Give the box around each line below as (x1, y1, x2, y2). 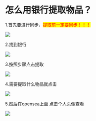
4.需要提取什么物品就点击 (5, 81, 57, 87)
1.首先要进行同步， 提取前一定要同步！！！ (5, 22, 91, 28)
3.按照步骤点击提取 (5, 61, 44, 67)
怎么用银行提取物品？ (5, 4, 93, 16)
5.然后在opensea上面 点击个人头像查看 (5, 101, 84, 107)
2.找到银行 (5, 41, 27, 47)
